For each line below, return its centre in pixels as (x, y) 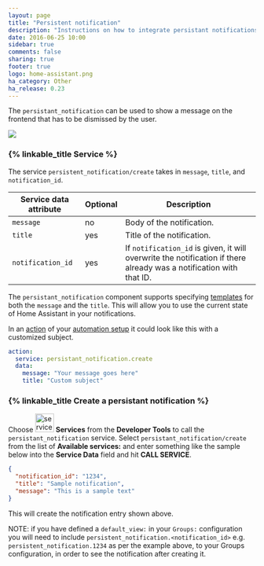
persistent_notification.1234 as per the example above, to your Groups (126, 545)
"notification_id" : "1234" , (61, 476)
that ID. (138, 277)
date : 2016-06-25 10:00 (47, 37)
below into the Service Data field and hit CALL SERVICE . (100, 455)
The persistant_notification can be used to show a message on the (121, 111)
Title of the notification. (168, 235)
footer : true (29, 67)
